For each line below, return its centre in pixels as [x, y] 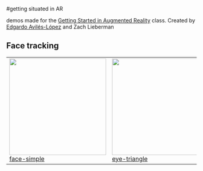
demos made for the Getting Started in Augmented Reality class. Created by [101, 20]
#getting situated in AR [35, 9]
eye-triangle [130, 158]
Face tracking [33, 46]
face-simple [27, 158]
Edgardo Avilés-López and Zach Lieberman [60, 27]
